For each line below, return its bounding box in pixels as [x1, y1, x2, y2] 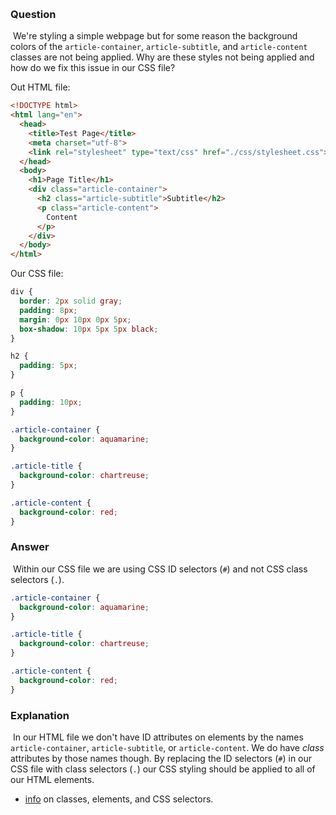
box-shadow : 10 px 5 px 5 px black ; [19, 324, 159, 334]
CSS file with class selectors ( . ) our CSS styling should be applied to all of [10, 763, 316, 775]
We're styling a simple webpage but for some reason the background [12, 30, 298, 42]
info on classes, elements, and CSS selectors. [24, 793, 214, 805]
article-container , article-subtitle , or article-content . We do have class [10, 742, 325, 754]
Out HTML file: [10, 81, 71, 93]
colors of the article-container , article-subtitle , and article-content [10, 41, 308, 53]
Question [10, 7, 57, 21]
